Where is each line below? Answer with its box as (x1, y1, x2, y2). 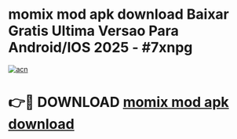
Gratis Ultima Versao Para (8, 22, 179, 40)
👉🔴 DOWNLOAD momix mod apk (8, 94, 229, 111)
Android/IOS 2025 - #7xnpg (8, 39, 193, 56)
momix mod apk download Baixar (8, 5, 229, 23)
